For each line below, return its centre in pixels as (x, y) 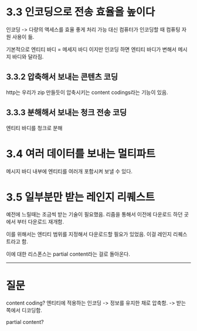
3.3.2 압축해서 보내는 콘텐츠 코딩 (62, 77)
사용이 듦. (23, 36)
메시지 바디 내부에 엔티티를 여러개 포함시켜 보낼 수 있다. (69, 171)
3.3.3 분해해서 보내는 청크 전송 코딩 (67, 113)
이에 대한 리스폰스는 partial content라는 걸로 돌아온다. (68, 254)
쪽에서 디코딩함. (24, 310)
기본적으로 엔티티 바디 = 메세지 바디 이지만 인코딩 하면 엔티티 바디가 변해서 (91, 49)
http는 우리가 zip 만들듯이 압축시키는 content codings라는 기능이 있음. (87, 92)
